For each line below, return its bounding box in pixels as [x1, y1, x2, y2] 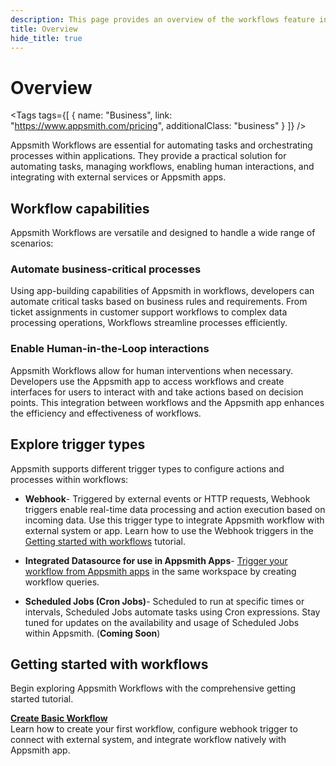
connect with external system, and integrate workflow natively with [10, 734, 287, 746]
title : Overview [10, 24, 78, 34]
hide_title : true [10, 33, 83, 43]
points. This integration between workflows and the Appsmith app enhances [10, 396, 325, 408]
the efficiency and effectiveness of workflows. [10, 407, 202, 419]
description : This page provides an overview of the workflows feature [10, 14, 315, 25]
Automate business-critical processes [10, 262, 202, 276]
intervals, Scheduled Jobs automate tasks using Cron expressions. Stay [24, 606, 321, 618]
